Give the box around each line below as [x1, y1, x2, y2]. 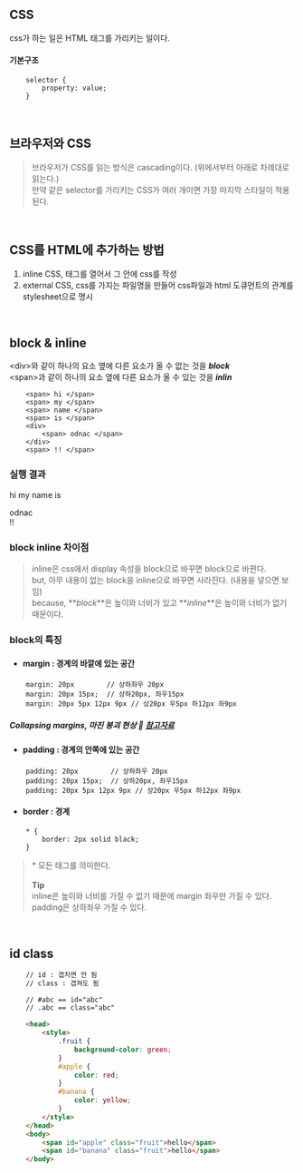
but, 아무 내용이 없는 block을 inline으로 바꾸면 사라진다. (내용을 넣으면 [31, 575, 279, 586]
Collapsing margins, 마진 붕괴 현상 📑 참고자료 [9, 719, 175, 730]
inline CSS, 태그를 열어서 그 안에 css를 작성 [22, 268, 177, 279]
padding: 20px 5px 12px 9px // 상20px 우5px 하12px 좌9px [25, 786, 241, 795]
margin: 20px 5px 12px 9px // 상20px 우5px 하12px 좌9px [25, 699, 237, 709]
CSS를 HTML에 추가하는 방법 [9, 242, 165, 258]
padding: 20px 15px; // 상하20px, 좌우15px [25, 776, 188, 786]
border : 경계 [22, 806, 71, 817]
